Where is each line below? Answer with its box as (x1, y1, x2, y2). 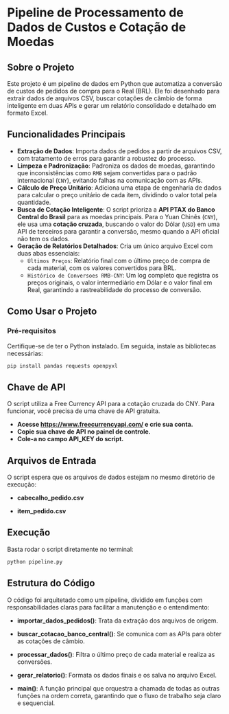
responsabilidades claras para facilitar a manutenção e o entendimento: (7, 603, 210, 611)
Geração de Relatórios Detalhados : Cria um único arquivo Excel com (16, 242, 213, 250)
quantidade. (16, 198, 51, 206)
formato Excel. (7, 109, 48, 117)
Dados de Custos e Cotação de (7, 19, 186, 35)
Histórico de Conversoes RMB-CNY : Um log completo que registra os (27, 271, 219, 279)
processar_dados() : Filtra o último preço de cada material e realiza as (16, 650, 215, 658)
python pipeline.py (7, 558, 63, 565)
